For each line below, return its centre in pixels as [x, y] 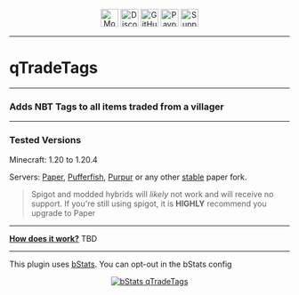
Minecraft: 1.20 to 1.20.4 [53, 159]
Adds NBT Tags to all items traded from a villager [117, 107]
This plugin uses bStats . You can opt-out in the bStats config [121, 264]
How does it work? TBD [53, 238]
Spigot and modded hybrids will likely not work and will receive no [152, 194]
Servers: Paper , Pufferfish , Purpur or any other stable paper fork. [128, 177]
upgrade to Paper [63, 212]
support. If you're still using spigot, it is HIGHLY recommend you [149, 203]
